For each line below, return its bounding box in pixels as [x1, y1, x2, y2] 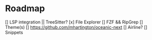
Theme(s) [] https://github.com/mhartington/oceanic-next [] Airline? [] [5, 24, 148, 30]
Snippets [5, 29, 23, 35]
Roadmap [5, 3, 45, 14]
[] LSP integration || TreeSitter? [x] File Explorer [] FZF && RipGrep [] [5, 19, 143, 25]
